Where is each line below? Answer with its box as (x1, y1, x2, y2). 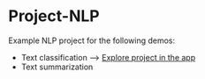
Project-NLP (8, 6, 100, 26)
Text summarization (20, 61, 94, 72)
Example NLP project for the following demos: (8, 35, 176, 46)
